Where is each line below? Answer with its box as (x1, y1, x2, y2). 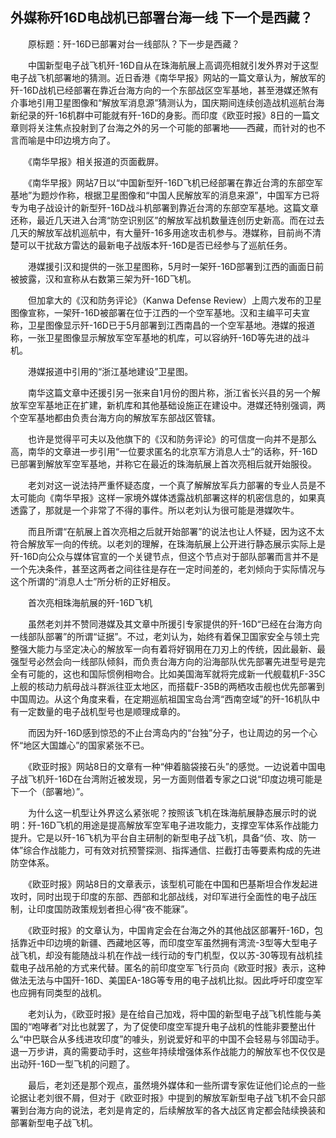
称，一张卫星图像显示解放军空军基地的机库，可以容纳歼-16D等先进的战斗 (10, 331, 310, 343)
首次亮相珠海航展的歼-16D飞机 (27, 596, 153, 608)
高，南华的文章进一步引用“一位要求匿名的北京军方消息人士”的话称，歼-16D (10, 445, 318, 457)
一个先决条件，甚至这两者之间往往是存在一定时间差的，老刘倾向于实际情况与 (10, 563, 326, 575)
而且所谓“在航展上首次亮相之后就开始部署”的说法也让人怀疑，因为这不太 (27, 525, 325, 537)
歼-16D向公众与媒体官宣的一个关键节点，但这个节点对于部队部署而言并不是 (10, 550, 319, 562)
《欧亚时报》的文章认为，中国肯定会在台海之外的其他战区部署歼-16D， (27, 924, 315, 936)
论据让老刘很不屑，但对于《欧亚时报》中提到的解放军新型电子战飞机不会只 (10, 1091, 317, 1103)
